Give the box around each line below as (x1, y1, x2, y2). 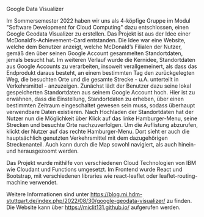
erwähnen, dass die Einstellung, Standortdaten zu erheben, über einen (6, 95, 184, 102)
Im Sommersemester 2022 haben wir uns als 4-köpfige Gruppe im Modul (6, 17, 191, 24)
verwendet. (29, 179, 58, 186)
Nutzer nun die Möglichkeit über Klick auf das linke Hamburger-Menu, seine (6, 115, 197, 122)
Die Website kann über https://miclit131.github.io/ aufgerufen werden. (6, 204, 181, 211)
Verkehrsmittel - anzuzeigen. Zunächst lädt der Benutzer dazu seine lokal (6, 82, 191, 89)
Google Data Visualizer (6, 6, 64, 12)
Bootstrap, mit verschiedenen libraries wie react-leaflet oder (6, 172, 158, 180)
